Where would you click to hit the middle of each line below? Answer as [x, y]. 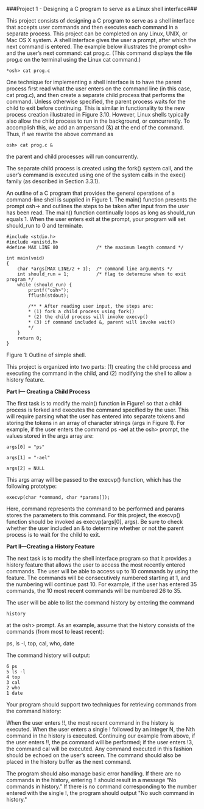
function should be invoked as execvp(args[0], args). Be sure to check [95, 522]
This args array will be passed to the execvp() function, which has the [94, 480]
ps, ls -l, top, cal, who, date [40, 643]
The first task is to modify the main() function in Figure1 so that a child [94, 403]
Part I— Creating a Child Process [48, 391]
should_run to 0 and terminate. [45, 226]
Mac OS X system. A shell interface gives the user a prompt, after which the [101, 40]
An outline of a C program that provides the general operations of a [91, 193]
